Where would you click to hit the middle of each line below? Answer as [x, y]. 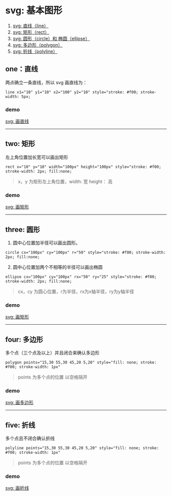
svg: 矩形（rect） [31, 32]
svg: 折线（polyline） [35, 51]
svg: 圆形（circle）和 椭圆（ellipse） [51, 38]
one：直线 [22, 69]
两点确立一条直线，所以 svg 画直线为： [46, 82]
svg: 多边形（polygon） [38, 45]
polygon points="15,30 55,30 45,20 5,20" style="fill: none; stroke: [81, 363]
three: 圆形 [23, 230]
